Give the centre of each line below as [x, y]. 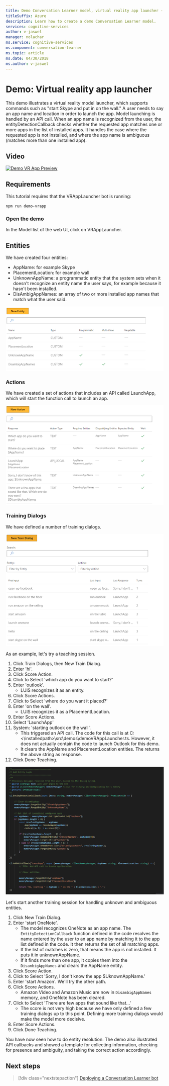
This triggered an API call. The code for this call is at [74, 733]
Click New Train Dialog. [37, 918]
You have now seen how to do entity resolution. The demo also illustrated [81, 1039]
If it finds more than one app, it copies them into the [74, 960]
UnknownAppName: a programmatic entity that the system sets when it [87, 278]
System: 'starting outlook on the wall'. [52, 728]
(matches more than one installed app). [46, 140]
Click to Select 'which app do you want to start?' [63, 680]
